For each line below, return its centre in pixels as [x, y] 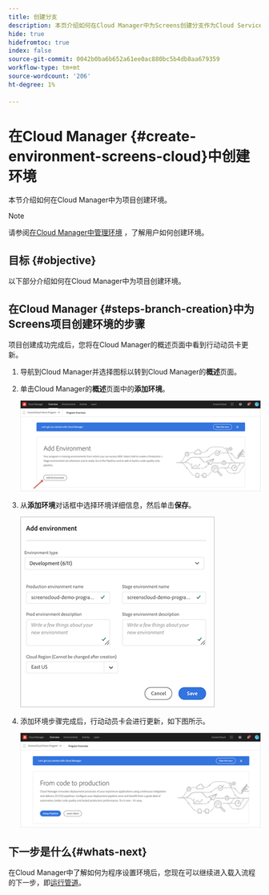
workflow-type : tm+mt [44, 68]
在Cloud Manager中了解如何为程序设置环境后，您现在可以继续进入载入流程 [132, 873]
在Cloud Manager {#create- [102, 136]
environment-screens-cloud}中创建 [129, 156]
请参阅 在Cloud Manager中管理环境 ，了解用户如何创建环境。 [108, 233]
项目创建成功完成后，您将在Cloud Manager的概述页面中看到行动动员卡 [125, 345]
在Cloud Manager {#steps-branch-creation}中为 [131, 309]
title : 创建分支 [33, 17]
